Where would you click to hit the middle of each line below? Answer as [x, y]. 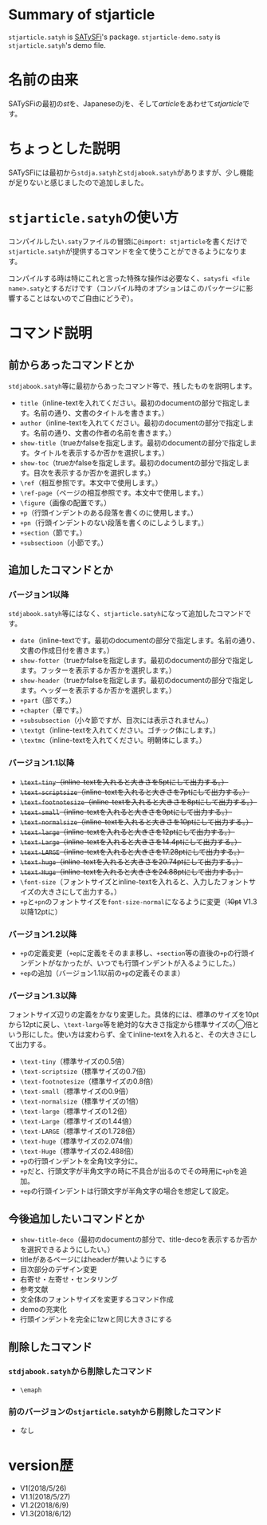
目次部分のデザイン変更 [58, 1270]
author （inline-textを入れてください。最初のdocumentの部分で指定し [133, 423]
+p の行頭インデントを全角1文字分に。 [80, 1161]
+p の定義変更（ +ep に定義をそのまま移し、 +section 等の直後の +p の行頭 [134, 953]
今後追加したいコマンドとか [77, 1219]
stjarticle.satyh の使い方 [94, 218]
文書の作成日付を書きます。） [67, 650]
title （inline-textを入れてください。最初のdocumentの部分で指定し [132, 403]
